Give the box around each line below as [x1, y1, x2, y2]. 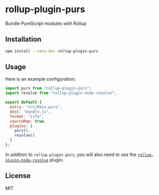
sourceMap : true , [10, 118, 47, 124]
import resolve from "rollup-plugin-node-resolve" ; [5, 90, 116, 96]
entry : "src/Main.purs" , [10, 105, 62, 110]
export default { [5, 100, 42, 105]
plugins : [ [10, 123, 33, 128]
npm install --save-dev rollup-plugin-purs [5, 48, 99, 54]
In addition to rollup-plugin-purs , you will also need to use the [5, 151, 137, 157]
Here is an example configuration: [5, 76, 76, 82]
